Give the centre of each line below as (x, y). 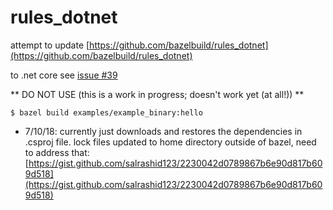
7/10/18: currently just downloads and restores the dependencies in (163, 131)
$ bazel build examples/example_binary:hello (106, 112)
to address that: (57, 152)
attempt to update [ (50, 45)
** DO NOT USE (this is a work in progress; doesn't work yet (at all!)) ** (157, 94)
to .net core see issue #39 (64, 75)
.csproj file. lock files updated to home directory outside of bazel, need (170, 142)
